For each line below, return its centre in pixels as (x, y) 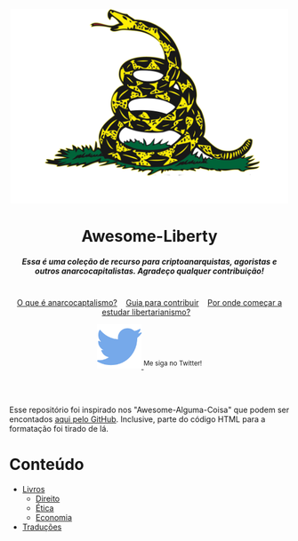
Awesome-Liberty (149, 237)
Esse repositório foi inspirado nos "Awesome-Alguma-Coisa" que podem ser (149, 410)
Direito (48, 499)
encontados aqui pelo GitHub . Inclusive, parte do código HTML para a (137, 419)
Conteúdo (47, 465)
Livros (33, 489)
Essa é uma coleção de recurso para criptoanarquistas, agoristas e (149, 261)
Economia (54, 518)
